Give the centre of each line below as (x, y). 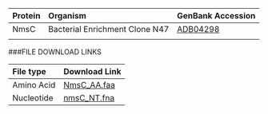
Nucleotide (33, 98)
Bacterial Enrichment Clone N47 (108, 29)
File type (29, 71)
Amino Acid (34, 85)
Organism (67, 16)
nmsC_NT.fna (89, 98)
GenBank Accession (216, 16)
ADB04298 (198, 29)
